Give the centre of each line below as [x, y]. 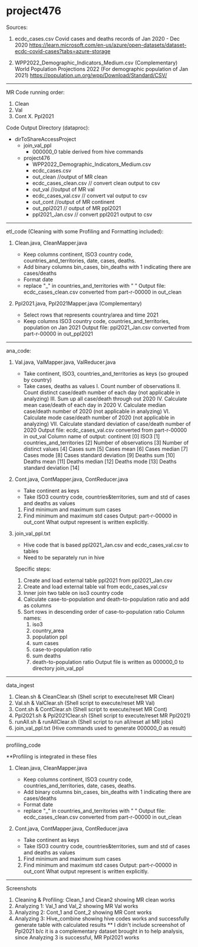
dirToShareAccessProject [45, 139]
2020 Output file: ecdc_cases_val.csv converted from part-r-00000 [105, 430]
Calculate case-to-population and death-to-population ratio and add [106, 599]
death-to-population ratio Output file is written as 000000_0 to [108, 662]
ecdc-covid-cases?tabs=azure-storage [62, 51]
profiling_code [24, 745]
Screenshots [22, 888]
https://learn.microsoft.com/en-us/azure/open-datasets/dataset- [108, 45]
